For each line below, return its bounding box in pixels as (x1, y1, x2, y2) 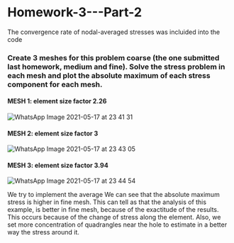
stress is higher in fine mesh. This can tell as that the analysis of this (7, 198, 207, 206)
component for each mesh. (7, 79, 103, 89)
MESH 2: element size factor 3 (7, 129, 99, 137)
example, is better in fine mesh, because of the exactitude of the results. (7, 205, 219, 214)
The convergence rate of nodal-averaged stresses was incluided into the (7, 28, 221, 36)
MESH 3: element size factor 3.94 (7, 161, 108, 169)
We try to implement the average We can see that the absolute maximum (7, 191, 220, 199)
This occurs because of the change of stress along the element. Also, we (7, 213, 221, 222)
